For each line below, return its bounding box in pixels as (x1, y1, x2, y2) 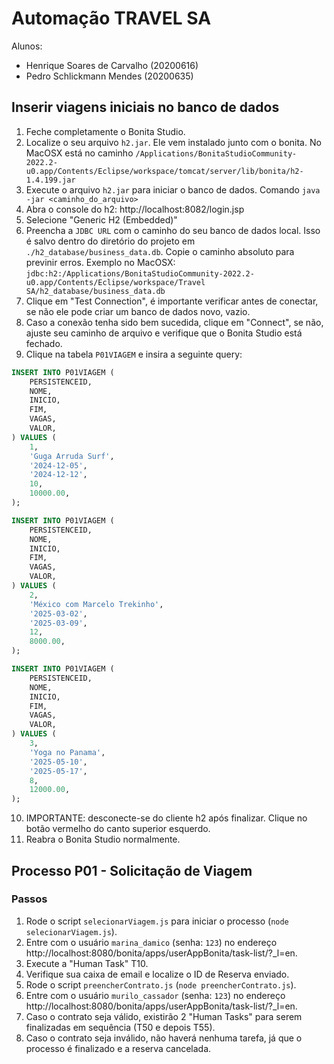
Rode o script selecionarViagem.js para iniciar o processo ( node (25, 915, 289, 927)
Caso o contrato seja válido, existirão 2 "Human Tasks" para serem (25, 1010, 303, 1022)
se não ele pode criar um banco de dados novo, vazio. (25, 305, 251, 317)
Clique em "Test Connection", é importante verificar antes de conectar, (25, 295, 319, 307)
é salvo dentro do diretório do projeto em (25, 235, 196, 247)
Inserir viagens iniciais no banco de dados (11, 99, 280, 116)
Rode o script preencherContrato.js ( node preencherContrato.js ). (25, 978, 297, 991)
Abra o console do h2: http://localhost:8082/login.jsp (25, 203, 245, 215)
